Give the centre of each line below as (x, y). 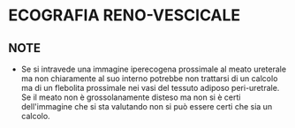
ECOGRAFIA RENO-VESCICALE (125, 15)
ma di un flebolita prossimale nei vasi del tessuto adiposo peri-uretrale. (150, 88)
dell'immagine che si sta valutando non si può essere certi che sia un (147, 106)
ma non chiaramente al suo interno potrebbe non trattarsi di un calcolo (149, 79)
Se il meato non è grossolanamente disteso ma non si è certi (131, 97)
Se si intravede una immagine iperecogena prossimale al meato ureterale (154, 69)
